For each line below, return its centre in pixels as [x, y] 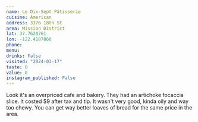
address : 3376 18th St [34, 23]
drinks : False [24, 56]
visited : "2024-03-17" [34, 61]
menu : [13, 51]
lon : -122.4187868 [29, 39]
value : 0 [17, 73]
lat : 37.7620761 [26, 34]
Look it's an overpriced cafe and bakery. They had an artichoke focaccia [95, 95]
